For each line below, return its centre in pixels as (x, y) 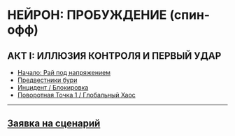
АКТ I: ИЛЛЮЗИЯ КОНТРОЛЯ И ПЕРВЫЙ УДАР (114, 56)
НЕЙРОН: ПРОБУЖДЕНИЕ (87, 15)
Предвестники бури (47, 80)
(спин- (190, 15)
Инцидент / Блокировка (53, 87)
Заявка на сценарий (54, 124)
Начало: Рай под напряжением (64, 73)
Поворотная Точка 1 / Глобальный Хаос (77, 95)
